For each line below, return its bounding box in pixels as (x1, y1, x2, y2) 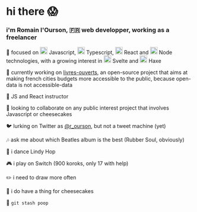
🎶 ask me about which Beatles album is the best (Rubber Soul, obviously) (6, 136, 185, 143)
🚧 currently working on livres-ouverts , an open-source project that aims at (6, 69, 188, 76)
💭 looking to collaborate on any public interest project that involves (6, 104, 169, 111)
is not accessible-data (18, 82, 73, 89)
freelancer (6, 33, 37, 41)
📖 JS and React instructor (6, 93, 69, 100)
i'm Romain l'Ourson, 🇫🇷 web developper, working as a (6, 26, 170, 34)
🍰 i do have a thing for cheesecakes (6, 188, 94, 195)
